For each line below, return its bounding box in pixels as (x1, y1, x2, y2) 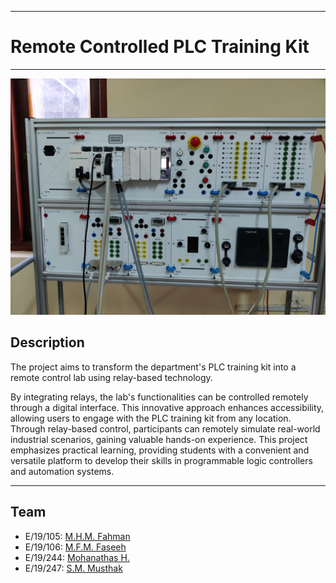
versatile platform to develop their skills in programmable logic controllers (10, 454, 313, 466)
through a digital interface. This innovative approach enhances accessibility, (10, 401, 325, 413)
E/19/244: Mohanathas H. (24, 551, 130, 563)
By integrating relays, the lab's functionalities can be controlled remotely (10, 391, 309, 403)
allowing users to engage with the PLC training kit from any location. (10, 412, 292, 424)
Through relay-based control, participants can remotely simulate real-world (10, 422, 321, 435)
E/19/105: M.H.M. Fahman (24, 530, 131, 542)
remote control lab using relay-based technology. (10, 371, 213, 383)
